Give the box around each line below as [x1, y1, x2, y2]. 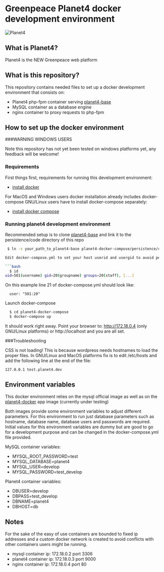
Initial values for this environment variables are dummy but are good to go [5, 424, 154, 430]
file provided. [5, 434, 32, 440]
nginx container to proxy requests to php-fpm [12, 109, 104, 115]
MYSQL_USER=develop [12, 464, 60, 469]
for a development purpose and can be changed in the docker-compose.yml [5, 429, 159, 435]
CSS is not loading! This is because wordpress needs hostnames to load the [5, 347, 158, 353]
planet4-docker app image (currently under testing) [5, 398, 109, 405]
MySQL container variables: [5, 443, 61, 449]
